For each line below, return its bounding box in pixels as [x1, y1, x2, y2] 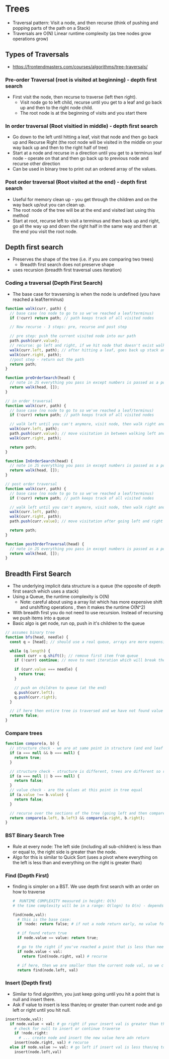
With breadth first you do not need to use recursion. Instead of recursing [12, 610, 163, 616]
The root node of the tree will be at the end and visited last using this [12, 207, 155, 213]
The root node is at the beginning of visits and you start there [20, 110, 147, 116]
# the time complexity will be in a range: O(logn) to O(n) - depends [12, 903, 164, 908]
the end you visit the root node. [12, 228, 78, 234]
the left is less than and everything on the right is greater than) [12, 859, 142, 865]
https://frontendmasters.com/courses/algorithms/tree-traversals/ [12, 63, 148, 69]
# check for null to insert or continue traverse [14, 1026, 121, 1031]
